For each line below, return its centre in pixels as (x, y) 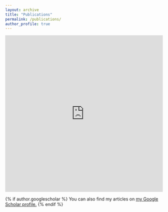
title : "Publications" (29, 15)
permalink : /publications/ (33, 19)
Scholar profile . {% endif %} (34, 204)
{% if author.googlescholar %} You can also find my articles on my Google (82, 199)
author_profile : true (28, 24)
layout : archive (22, 10)
